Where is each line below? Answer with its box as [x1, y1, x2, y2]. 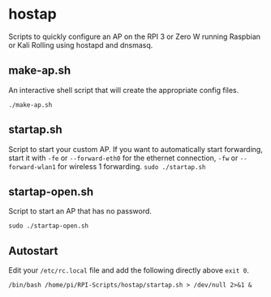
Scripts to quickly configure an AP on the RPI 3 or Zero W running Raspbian [8, 32, 261, 41]
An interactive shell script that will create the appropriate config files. [8, 85, 239, 95]
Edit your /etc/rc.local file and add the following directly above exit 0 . [8, 265, 249, 275]
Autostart [8, 244, 58, 257]
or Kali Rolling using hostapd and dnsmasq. [8, 40, 153, 49]
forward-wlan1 [8, 163, 57, 171]
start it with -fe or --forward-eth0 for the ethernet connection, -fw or [8, 153, 239, 163]
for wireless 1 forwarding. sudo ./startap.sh [58, 161, 206, 171]
